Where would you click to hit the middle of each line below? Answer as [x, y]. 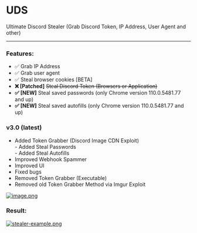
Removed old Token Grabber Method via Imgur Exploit [80, 184]
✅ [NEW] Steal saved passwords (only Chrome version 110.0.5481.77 [98, 93]
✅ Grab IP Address [37, 66]
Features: [20, 54]
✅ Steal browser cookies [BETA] [53, 79]
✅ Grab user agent [37, 73]
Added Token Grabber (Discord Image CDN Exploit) [77, 140]
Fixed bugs [28, 172]
